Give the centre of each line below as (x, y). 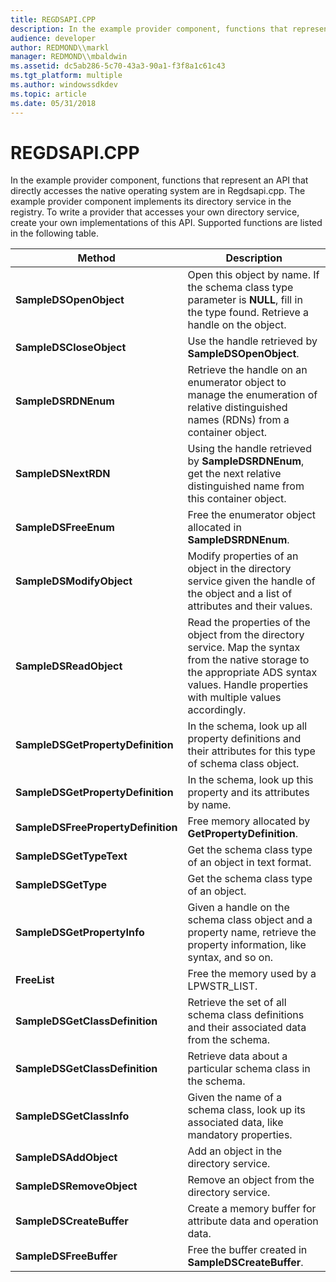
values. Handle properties (248, 685)
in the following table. (54, 233)
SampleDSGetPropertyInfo (80, 933)
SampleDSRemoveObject (76, 1186)
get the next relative (234, 474)
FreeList (35, 980)
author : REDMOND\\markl (60, 47)
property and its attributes (248, 793)
